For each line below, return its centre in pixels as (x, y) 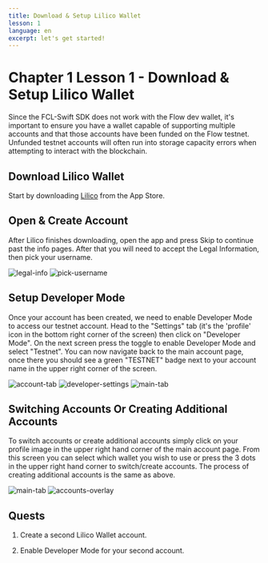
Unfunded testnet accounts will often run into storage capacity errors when (132, 143)
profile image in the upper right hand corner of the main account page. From (134, 449)
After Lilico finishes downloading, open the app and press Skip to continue (131, 240)
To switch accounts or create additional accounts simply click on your (123, 441)
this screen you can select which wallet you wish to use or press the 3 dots (132, 458)
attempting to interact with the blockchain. (78, 151)
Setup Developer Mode (67, 298)
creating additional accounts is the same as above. (92, 475)
